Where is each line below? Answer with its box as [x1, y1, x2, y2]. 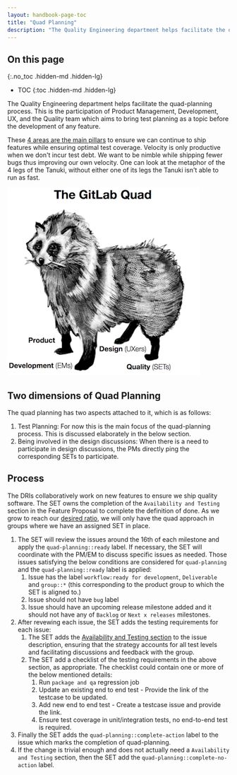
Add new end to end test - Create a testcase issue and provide [38, 700, 221, 709]
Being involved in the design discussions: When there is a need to [17, 437, 209, 445]
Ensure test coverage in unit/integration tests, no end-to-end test [38, 715, 228, 724]
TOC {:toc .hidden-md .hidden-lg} [17, 86, 116, 95]
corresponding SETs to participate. [17, 453, 119, 460]
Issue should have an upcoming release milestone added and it [28, 602, 212, 611]
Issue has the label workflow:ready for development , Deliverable [28, 573, 217, 581]
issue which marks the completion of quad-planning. [17, 738, 171, 746]
